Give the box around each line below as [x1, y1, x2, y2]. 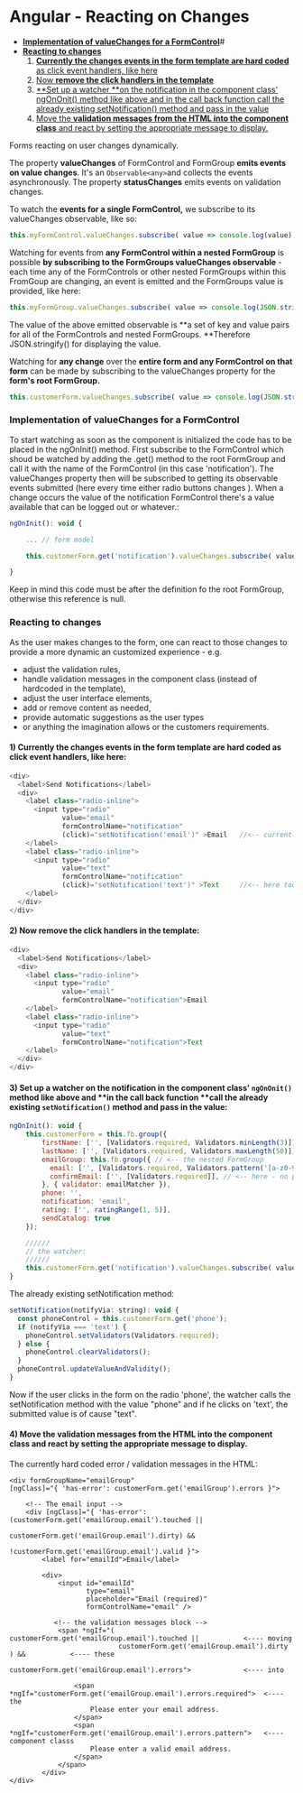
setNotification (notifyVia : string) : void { [9, 1306, 179, 1315]
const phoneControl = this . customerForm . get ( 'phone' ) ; [17, 1314, 228, 1323]
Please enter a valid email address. [89, 1744, 232, 1754]
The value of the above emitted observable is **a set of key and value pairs [9, 319, 290, 330]
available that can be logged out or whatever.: [9, 501, 179, 512]
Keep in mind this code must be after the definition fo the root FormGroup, [9, 584, 285, 595]
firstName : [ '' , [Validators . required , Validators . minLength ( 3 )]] [41, 1139, 297, 1148]
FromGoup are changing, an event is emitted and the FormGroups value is [9, 275, 284, 286]
